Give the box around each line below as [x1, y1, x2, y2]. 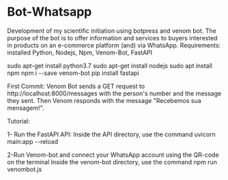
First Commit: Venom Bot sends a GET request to [7, 82, 145, 90]
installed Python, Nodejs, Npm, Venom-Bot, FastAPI [7, 48, 153, 57]
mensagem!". [7, 104, 44, 112]
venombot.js [7, 165, 42, 173]
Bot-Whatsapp [7, 4, 92, 20]
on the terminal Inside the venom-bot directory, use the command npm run [7, 157, 217, 166]
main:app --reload [7, 137, 59, 145]
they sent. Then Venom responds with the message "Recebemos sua [7, 96, 201, 104]
